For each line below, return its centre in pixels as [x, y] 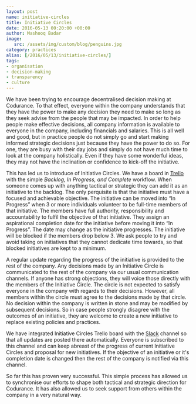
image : [14, 39]
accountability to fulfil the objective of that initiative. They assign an [88, 217]
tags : [13, 61]
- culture [18, 83]
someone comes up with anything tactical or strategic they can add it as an [97, 186]
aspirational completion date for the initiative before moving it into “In [89, 223]
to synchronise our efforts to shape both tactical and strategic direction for [96, 382]
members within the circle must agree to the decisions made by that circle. [96, 297]
